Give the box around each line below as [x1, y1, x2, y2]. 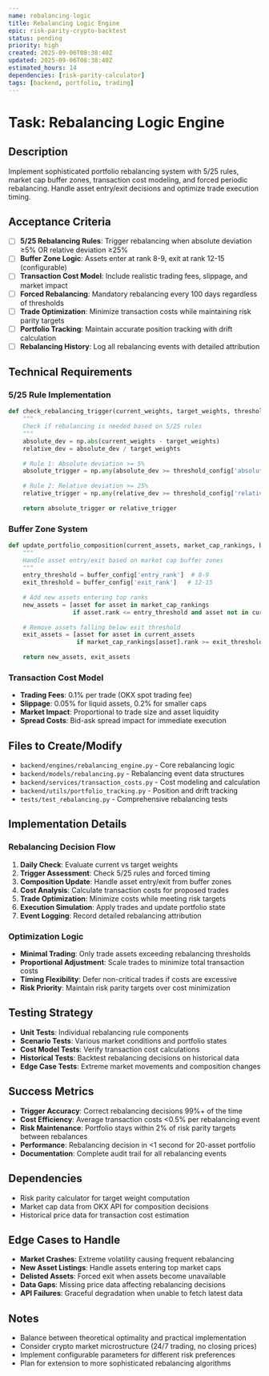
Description [8, 145, 68, 159]
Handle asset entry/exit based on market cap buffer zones [22, 556, 224, 565]
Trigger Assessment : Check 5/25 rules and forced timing [19, 868, 211, 878]
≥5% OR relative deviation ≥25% [19, 245, 128, 255]
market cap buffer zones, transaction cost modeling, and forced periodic [8, 175, 248, 184]
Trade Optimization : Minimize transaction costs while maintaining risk [19, 306, 251, 316]
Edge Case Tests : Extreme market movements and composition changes [19, 1061, 261, 1071]
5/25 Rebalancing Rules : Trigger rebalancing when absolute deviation [19, 236, 252, 246]
